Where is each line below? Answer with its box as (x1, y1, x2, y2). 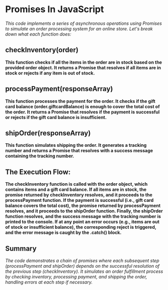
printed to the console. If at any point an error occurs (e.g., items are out (5, 219, 160, 225)
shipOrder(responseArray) (5, 129, 91, 137)
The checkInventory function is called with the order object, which (5, 181, 148, 187)
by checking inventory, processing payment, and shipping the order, (5, 274, 147, 279)
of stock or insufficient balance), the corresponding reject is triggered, (5, 224, 156, 230)
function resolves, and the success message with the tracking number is (5, 214, 161, 220)
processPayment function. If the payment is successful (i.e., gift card (5, 197, 154, 203)
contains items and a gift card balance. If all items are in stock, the (5, 186, 147, 193)
